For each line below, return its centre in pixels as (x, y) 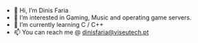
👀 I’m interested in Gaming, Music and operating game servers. (102, 17)
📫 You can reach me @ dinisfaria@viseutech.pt (81, 32)
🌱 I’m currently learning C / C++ (59, 25)
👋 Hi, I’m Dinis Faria (41, 10)
